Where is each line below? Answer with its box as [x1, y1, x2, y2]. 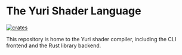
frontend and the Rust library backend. [6, 42, 101, 49]
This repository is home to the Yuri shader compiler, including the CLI [6, 35, 177, 42]
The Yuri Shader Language [6, 4, 141, 18]
